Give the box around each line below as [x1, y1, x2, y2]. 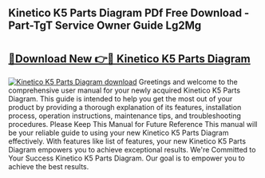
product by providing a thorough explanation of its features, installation [8, 103, 242, 112]
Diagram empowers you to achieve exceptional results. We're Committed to [8, 145, 256, 154]
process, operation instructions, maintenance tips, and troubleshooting [8, 111, 242, 121]
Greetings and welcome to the [138, 77, 238, 86]
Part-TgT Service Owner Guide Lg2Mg [8, 19, 202, 33]
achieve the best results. [8, 162, 89, 171]
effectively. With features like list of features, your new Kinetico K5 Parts [8, 136, 246, 146]
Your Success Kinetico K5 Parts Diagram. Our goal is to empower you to [8, 153, 245, 163]
